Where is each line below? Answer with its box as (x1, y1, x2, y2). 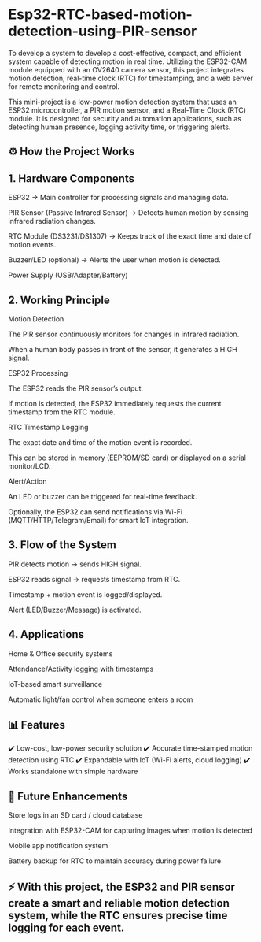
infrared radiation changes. (8, 217, 96, 226)
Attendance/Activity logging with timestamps (8, 664, 154, 673)
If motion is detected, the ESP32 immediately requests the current (8, 399, 222, 408)
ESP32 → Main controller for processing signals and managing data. (8, 193, 230, 202)
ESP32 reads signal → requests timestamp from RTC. (8, 574, 181, 584)
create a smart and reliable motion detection (8, 896, 230, 910)
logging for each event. (8, 921, 125, 934)
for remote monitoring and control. (8, 81, 120, 91)
